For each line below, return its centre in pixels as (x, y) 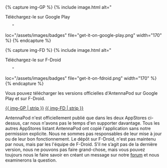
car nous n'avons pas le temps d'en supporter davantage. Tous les (91, 123)
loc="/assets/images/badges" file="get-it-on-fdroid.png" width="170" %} (81, 78)
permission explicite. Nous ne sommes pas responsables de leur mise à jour (83, 134)
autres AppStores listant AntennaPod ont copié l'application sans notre (78, 128)
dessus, (13, 123)
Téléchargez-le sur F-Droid (33, 60)
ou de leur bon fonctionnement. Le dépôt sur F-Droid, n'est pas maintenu (80, 139)
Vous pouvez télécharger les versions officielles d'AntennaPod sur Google (81, 93)
